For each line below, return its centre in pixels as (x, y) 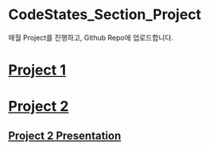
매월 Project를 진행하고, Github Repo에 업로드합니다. (91, 37)
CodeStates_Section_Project (105, 15)
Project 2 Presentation (65, 135)
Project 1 (37, 70)
